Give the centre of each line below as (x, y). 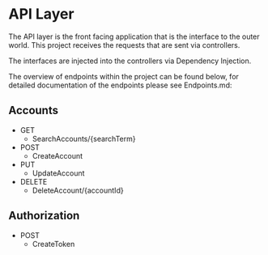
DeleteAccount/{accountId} (78, 190)
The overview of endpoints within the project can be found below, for (123, 76)
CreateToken (53, 244)
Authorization (44, 216)
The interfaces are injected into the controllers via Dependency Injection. (130, 61)
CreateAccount (57, 155)
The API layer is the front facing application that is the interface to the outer (134, 36)
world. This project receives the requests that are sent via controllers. (124, 45)
